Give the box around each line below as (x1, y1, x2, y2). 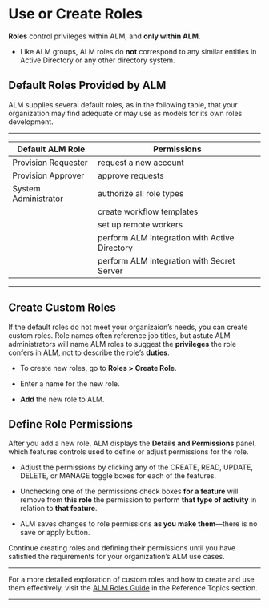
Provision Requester (12, 157, 88, 168)
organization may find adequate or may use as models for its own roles (8, 108, 243, 118)
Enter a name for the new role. (19, 378, 120, 389)
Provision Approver (12, 170, 85, 181)
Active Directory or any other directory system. (19, 55, 175, 65)
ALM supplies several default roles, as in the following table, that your (8, 99, 238, 109)
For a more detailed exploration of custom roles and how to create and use (8, 574, 255, 585)
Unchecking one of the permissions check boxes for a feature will (19, 486, 239, 497)
